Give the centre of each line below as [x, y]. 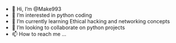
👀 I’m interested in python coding [52, 15]
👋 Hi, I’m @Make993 [36, 9]
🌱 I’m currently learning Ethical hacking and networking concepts [91, 21]
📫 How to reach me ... [39, 34]
